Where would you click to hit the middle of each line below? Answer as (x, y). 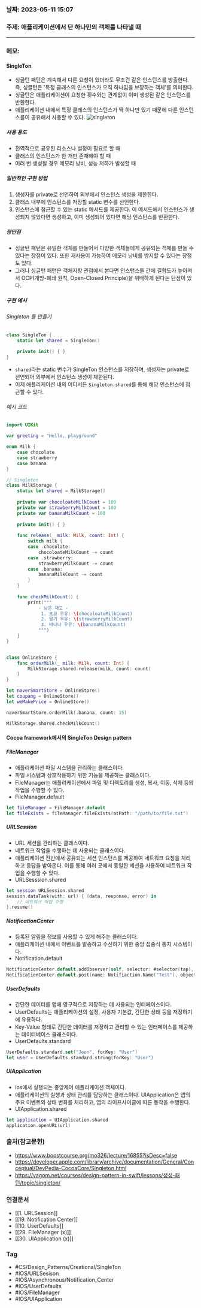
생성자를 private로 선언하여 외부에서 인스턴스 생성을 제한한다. (86, 195)
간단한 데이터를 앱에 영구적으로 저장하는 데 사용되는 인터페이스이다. (93, 1004)
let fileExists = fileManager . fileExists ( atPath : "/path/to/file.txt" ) (97, 813)
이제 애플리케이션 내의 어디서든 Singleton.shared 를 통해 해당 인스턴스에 (99, 384)
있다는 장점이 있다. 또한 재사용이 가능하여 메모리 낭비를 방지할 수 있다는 (98, 255)
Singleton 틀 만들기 (29, 317)
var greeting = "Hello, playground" (52, 436)
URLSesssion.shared (40, 879)
